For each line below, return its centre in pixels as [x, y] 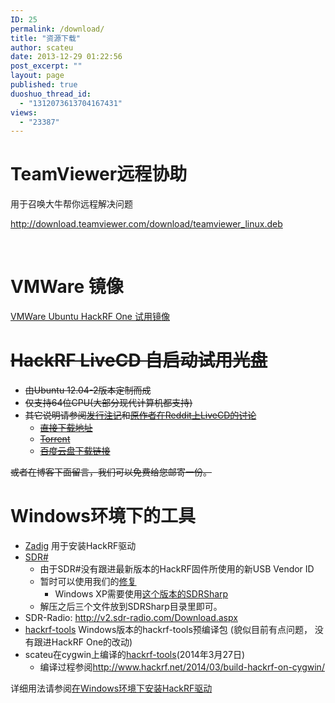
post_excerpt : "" [46, 66]
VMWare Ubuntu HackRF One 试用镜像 [90, 317]
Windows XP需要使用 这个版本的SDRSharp [141, 594]
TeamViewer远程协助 [99, 174]
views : [24, 112]
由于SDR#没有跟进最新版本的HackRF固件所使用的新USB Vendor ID [177, 569]
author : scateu [42, 47]
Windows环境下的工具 [103, 516]
